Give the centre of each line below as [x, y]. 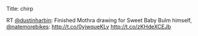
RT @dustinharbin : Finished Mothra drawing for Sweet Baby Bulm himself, [99, 20]
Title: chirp [20, 9]
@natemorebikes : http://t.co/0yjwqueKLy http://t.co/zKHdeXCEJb [89, 27]
